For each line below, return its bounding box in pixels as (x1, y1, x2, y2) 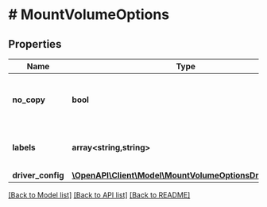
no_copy (12, 94, 46, 105)
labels (12, 142, 36, 153)
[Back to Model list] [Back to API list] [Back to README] (8, 190, 191, 200)
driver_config (12, 170, 65, 181)
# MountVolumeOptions (8, 6, 170, 24)
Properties (8, 37, 62, 51)
